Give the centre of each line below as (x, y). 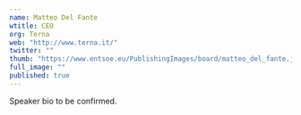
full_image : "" (38, 68)
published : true (39, 76)
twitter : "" (31, 51)
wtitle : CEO (31, 26)
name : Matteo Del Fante (54, 17)
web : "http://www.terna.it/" (64, 42)
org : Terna (30, 34)
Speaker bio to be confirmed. (63, 101)
